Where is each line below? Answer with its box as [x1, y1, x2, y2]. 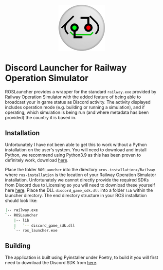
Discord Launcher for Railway [5, 62, 127, 73]
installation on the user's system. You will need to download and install [5, 146, 147, 153]
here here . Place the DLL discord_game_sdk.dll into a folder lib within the [5, 187, 153, 193]
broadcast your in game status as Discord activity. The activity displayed [5, 99, 151, 105]
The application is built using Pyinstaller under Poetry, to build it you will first [5, 254, 158, 260]
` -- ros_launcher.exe [14, 228, 57, 233]
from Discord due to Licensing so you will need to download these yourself [5, 182, 155, 188]
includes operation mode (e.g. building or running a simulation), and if [5, 105, 145, 110]
